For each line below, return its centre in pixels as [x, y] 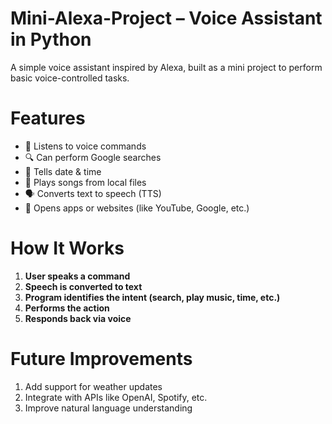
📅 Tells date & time [63, 171]
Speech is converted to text [83, 286]
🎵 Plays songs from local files [85, 182]
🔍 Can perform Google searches [93, 157]
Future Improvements [101, 359]
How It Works [67, 248]
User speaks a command [77, 276]
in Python [51, 39]
